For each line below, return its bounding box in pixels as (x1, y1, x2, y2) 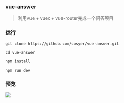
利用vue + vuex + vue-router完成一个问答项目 (17, 15, 114, 21)
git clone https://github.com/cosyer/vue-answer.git (5, 41, 119, 46)
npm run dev (5, 67, 30, 73)
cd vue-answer (5, 50, 36, 55)
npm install (5, 59, 30, 64)
